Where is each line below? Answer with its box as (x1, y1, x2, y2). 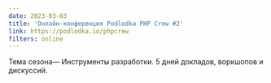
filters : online (8, 34, 63, 43)
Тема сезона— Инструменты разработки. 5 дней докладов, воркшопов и (8, 57, 264, 67)
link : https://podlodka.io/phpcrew (8, 27, 129, 35)
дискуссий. (8, 66, 48, 76)
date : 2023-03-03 (8, 11, 68, 20)
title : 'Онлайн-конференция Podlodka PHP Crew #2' (8, 20, 184, 28)
